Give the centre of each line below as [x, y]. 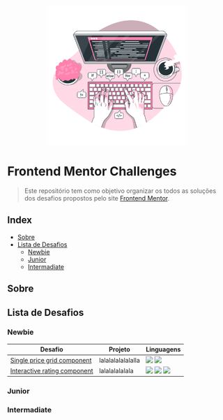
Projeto [120, 349]
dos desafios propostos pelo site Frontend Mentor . [97, 198]
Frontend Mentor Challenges [92, 172]
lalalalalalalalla [120, 360]
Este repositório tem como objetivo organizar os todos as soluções [120, 191]
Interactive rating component [52, 370]
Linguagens [163, 349]
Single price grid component [51, 360]
